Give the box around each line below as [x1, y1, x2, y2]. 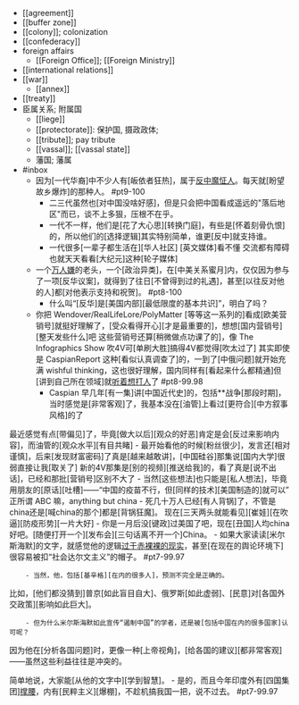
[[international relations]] [21, 64, 114, 75]
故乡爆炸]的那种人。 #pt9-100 [35, 187, 145, 197]
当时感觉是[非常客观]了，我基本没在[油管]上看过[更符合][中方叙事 [48, 399, 288, 409]
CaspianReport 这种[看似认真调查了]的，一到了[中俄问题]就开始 [46, 354, 278, 365]
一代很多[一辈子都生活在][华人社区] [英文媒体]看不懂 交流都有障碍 [48, 242, 290, 253]
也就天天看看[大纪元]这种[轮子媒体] [48, 254, 179, 264]
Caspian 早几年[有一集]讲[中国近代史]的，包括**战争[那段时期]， [48, 388, 287, 398]
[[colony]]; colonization [21, 27, 109, 37]
